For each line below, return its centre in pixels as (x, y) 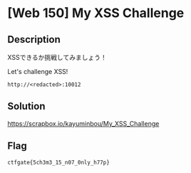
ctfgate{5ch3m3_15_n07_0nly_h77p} (59, 162)
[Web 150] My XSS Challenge (96, 13)
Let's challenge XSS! (38, 72)
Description (34, 40)
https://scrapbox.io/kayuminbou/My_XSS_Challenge (83, 123)
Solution (26, 106)
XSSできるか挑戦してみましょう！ (57, 57)
